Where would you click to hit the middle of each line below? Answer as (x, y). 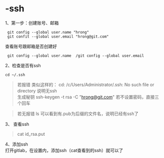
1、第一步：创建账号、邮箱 (32, 23)
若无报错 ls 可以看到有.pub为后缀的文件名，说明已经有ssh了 (78, 114)
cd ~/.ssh (15, 75)
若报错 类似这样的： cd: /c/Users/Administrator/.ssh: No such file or (85, 84)
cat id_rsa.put (31, 134)
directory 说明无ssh (37, 91)
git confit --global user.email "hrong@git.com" (58, 37)
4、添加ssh (17, 144)
